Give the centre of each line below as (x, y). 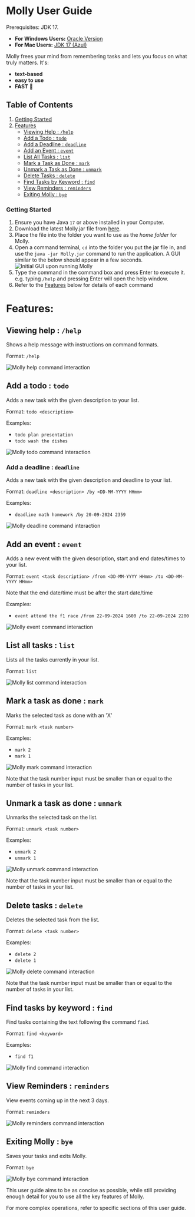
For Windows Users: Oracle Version (59, 38)
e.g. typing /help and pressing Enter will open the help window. (92, 279)
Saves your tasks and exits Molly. (47, 1156)
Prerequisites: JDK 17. (32, 27)
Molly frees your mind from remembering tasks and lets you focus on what (97, 56)
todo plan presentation (44, 435)
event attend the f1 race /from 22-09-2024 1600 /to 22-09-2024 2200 (102, 616)
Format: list (22, 671)
